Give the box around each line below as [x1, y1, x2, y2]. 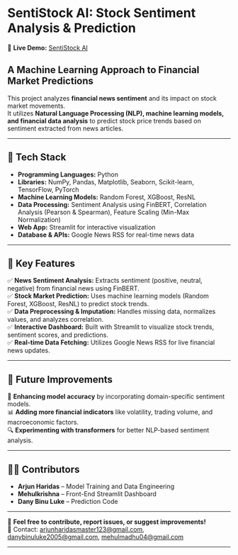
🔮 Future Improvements [7, 374, 113, 386]
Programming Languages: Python [17, 170, 119, 179]
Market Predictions [7, 75, 94, 87]
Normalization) [17, 215, 62, 224]
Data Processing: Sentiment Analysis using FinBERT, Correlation [17, 200, 207, 208]
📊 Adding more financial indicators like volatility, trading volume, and [7, 408, 213, 416]
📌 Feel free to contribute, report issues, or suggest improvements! [7, 517, 207, 526]
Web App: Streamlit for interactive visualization [17, 223, 156, 231]
